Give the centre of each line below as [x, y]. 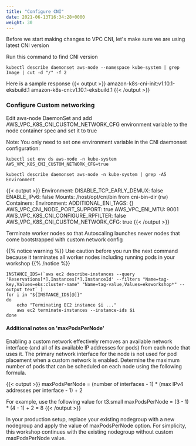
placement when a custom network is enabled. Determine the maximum [93, 360]
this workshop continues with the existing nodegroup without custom [90, 432]
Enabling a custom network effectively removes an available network [89, 341]
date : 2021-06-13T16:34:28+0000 [45, 17]
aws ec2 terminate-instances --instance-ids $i [76, 310]
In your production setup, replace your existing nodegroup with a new [90, 419]
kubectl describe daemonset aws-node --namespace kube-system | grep [93, 68]
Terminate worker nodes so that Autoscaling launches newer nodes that [93, 233]
